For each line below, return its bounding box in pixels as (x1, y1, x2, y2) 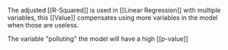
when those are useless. (7, 21, 80, 29)
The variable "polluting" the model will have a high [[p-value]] (7, 35, 189, 43)
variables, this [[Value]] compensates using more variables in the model (7, 13, 218, 22)
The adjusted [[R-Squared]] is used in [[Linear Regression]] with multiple (7, 6, 221, 14)
